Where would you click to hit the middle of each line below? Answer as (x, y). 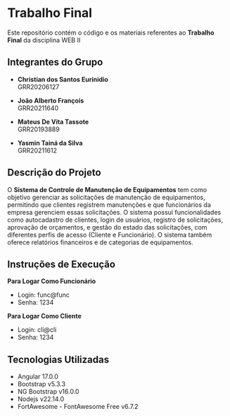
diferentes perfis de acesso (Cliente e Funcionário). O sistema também (110, 234)
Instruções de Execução (62, 264)
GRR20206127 (38, 87)
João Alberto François (51, 100)
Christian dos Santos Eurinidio (63, 79)
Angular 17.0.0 (38, 376)
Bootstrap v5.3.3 (41, 384)
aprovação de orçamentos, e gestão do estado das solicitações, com (107, 227)
